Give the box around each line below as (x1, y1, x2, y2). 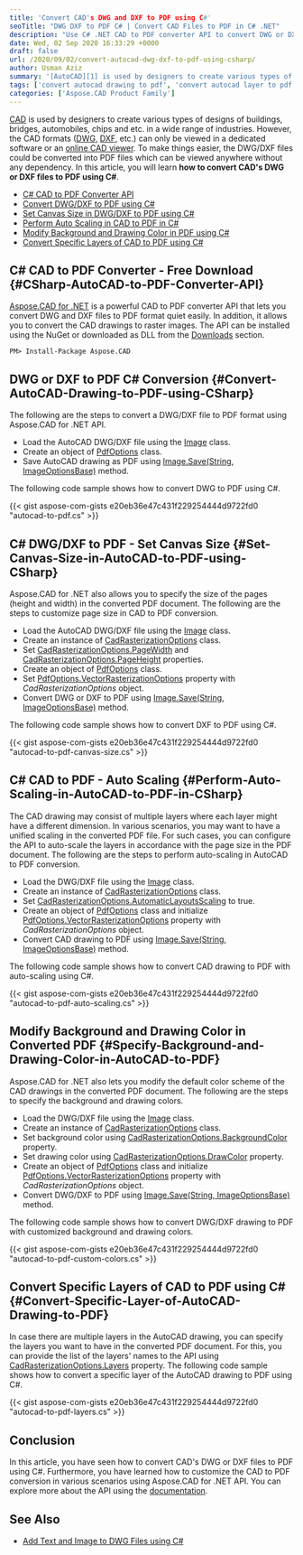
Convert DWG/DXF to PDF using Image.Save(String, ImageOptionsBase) (22, 1189, 290, 1200)
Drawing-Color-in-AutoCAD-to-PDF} (9, 1052, 221, 1067)
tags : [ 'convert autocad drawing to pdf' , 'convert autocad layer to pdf (9, 80, 293, 89)
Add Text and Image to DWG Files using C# (22, 1536, 184, 1546)
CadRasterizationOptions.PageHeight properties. (22, 654, 205, 665)
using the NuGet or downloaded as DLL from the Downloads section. (9, 330, 265, 340)
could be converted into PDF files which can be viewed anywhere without (9, 152, 283, 163)
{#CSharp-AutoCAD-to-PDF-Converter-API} (9, 276, 264, 292)
